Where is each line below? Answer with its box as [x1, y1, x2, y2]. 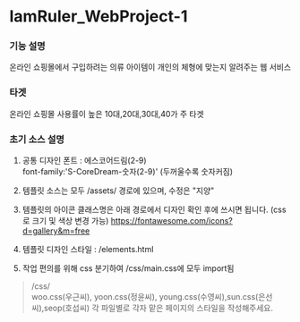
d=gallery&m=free [21, 225, 90, 236]
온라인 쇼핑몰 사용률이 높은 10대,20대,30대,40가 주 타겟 [9, 108, 204, 119]
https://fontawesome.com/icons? [110, 216, 233, 226]
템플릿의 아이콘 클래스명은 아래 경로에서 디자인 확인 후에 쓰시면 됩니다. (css [21, 204, 287, 216]
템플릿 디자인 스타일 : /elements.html [21, 244, 154, 255]
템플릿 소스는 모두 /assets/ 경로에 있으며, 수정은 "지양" [21, 185, 215, 196]
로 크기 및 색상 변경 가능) [21, 216, 109, 226]
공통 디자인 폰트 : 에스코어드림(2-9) [21, 155, 147, 166]
